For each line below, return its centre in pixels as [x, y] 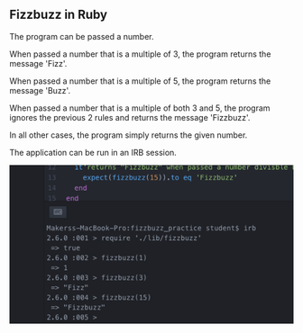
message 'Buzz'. [40, 90]
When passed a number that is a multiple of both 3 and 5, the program [140, 108]
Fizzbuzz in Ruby [59, 15]
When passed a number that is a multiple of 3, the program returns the [140, 54]
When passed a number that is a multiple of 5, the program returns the [140, 81]
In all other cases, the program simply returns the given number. [129, 135]
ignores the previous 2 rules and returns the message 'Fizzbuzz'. [130, 117]
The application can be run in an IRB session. [93, 152]
